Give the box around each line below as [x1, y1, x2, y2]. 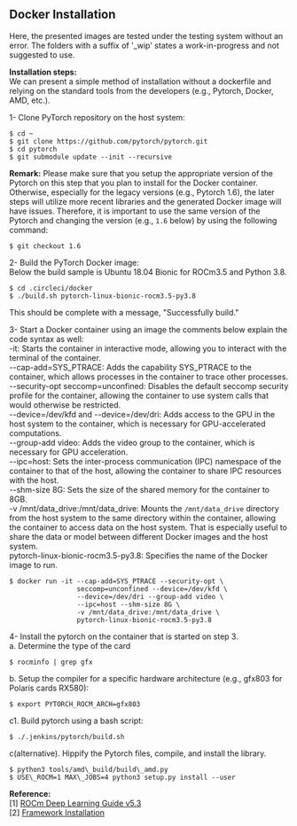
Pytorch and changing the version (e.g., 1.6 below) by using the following [9, 214, 277, 225]
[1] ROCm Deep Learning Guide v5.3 [9, 798, 142, 808]
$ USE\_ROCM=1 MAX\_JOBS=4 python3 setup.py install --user [9, 773, 237, 782]
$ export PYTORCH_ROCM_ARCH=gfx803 [9, 699, 141, 708]
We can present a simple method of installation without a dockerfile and [9, 75, 272, 87]
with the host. [9, 474, 59, 486]
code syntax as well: [9, 333, 84, 344]
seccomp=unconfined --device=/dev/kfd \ [76, 584, 228, 593]
